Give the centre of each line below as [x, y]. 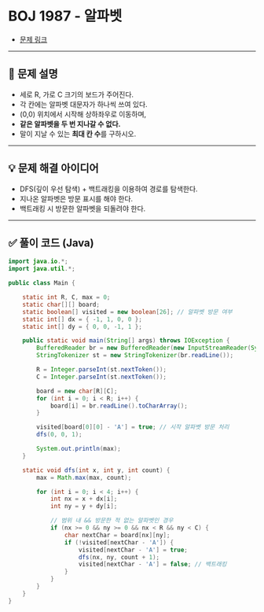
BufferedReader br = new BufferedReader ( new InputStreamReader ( [144, 348]
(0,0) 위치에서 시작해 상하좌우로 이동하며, [83, 114]
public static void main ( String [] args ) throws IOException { [126, 341]
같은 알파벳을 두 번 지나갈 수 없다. [70, 124]
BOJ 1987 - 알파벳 [65, 16]
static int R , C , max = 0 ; [66, 297]
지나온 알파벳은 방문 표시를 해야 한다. [76, 198]
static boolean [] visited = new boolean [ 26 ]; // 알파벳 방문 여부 [128, 312]
